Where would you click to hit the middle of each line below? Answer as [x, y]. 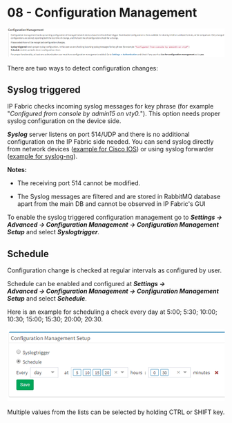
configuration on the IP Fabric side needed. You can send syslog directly [110, 142]
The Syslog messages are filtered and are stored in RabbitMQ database [119, 197]
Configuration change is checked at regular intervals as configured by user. [115, 270]
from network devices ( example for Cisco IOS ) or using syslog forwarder [110, 149]
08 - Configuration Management [102, 13]
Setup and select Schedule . [47, 299]
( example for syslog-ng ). [42, 156]
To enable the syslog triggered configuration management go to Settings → [115, 217]
